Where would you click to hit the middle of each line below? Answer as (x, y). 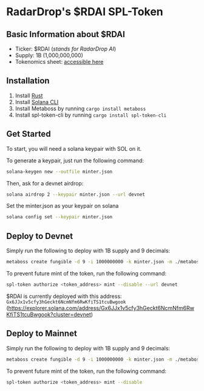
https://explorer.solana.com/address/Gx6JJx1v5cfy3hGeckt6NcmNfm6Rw (101, 308)
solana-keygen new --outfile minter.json (59, 171)
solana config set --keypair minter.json (59, 217)
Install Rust (29, 95)
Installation (28, 81)
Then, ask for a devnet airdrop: (45, 183)
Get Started (29, 134)
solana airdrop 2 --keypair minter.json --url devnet (76, 194)
